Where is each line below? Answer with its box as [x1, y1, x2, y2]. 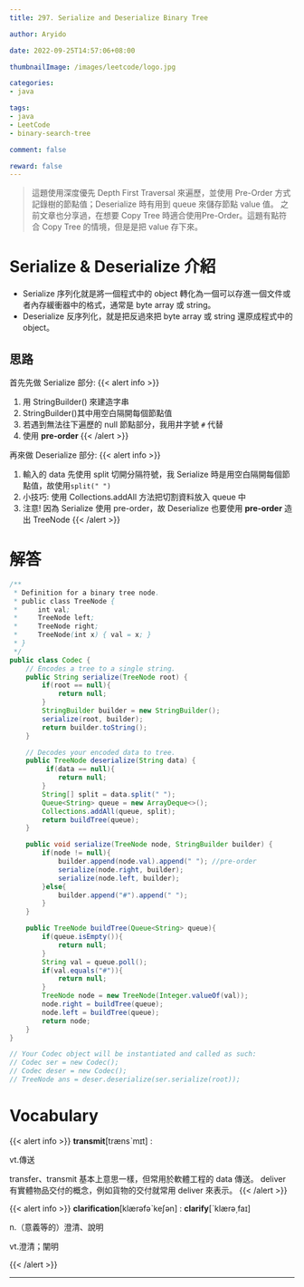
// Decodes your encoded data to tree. [25, 748, 176, 757]
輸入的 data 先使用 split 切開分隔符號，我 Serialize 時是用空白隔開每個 [22, 469, 282, 479]
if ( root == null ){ [42, 681, 111, 690]
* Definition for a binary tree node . [13, 588, 160, 597]
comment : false [9, 145, 67, 154]
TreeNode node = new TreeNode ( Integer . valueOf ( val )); [42, 992, 249, 1001]
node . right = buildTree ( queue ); [42, 1000, 165, 1009]
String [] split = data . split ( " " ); [42, 789, 176, 798]
